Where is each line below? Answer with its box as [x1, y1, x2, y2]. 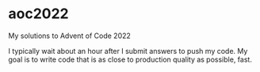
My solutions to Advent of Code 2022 [8, 31, 131, 40]
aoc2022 [8, 5, 69, 23]
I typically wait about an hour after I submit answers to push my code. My [8, 46, 248, 55]
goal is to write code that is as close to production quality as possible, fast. [8, 55, 252, 64]
